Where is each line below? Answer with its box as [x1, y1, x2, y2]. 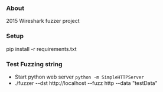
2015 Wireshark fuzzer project [6, 18, 80, 25]
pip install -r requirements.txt [6, 45, 77, 52]
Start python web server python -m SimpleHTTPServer [14, 73, 145, 80]
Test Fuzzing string [6, 60, 63, 68]
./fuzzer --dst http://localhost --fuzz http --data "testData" [14, 79, 158, 86]
